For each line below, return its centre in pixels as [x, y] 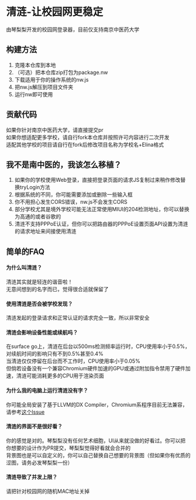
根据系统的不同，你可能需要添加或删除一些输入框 [73, 195]
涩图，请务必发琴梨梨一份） [39, 462]
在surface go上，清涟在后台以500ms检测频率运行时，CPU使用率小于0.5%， [98, 346]
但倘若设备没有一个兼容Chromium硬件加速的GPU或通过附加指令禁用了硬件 [96, 369]
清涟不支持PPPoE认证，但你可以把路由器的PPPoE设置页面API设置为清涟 [101, 224]
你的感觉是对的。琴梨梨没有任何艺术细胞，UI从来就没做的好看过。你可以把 [96, 440]
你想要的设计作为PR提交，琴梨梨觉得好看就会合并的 [68, 448]
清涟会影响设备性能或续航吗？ [42, 332]
